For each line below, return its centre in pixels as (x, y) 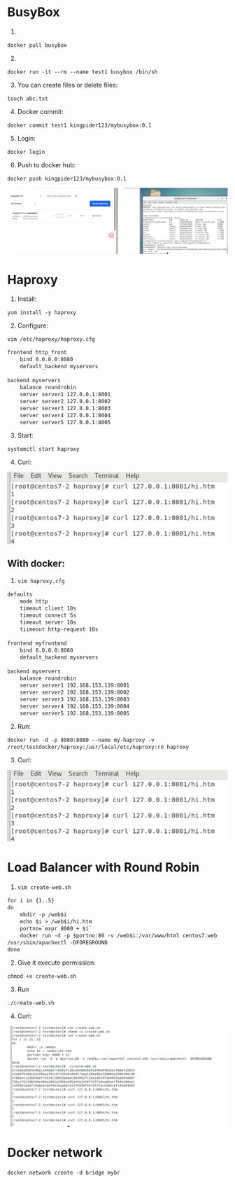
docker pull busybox (37, 45)
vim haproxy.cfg (41, 581)
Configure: (33, 325)
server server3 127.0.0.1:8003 (65, 409)
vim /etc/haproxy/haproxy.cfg (51, 339)
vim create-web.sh (44, 887)
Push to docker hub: (47, 164)
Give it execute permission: (57, 962)
